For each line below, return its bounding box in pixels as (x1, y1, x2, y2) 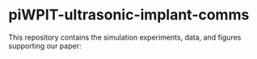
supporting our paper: (8, 40, 82, 50)
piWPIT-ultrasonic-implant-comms (8, 6, 250, 24)
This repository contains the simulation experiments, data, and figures (8, 32, 242, 42)
